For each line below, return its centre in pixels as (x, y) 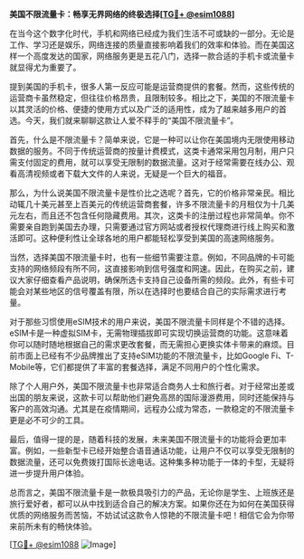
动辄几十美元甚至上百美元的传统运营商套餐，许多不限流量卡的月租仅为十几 (148, 204)
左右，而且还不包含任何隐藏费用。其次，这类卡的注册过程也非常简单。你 (152, 215)
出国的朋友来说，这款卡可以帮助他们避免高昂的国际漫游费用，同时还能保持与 (152, 398)
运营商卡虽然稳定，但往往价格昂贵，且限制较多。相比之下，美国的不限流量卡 (152, 98)
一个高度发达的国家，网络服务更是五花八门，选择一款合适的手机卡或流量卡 (156, 56)
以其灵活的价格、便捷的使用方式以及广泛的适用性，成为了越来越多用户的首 (148, 109)
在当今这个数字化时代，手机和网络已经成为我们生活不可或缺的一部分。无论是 (152, 33)
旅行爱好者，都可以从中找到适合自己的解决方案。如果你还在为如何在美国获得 (152, 504)
